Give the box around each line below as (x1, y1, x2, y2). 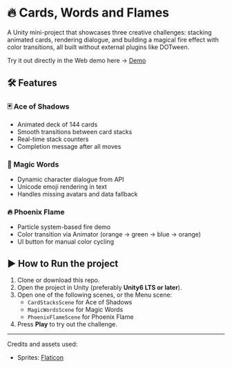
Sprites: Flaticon (17, 353, 64, 362)
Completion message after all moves (17, 142, 122, 150)
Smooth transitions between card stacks (17, 127, 133, 136)
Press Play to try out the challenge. (17, 320, 117, 329)
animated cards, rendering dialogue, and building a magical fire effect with (7, 35, 220, 44)
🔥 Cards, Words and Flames (7, 5, 169, 21)
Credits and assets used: (7, 340, 78, 349)
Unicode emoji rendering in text (17, 182, 107, 191)
